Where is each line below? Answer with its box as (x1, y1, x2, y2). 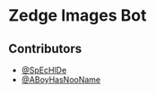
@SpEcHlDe (21, 64, 67, 75)
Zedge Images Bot (8, 5, 147, 26)
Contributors (8, 41, 82, 56)
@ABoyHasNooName (21, 74, 101, 85)
